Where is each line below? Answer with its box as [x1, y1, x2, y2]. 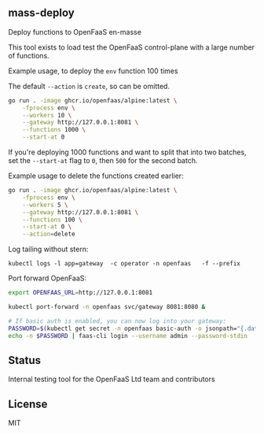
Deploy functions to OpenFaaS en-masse [8, 27, 141, 36]
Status [8, 354, 42, 367]
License [8, 397, 48, 410]
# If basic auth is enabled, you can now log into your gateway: [8, 317, 226, 325]
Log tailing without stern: [8, 244, 89, 254]
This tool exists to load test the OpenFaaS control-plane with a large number [8, 43, 255, 52]
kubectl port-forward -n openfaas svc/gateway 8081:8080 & [8, 303, 206, 311]
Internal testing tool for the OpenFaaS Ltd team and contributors [8, 374, 215, 384]
